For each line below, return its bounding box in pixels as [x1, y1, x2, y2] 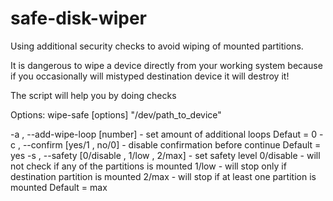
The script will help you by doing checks [10, 89, 177, 101]
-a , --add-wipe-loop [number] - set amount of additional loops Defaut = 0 [10, 128, 317, 140]
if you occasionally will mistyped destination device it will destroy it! [10, 70, 290, 82]
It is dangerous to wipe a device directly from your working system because [10, 59, 323, 71]
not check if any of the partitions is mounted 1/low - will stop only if [10, 160, 287, 172]
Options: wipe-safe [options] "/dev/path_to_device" [10, 108, 222, 121]
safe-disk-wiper [10, 7, 148, 30]
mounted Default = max [10, 181, 108, 193]
